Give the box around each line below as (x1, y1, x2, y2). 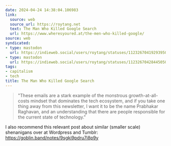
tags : (5, 64, 17, 69)
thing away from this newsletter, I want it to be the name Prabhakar (17, 103, 159, 109)
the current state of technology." (17, 114, 87, 120)
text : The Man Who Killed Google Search (10, 26, 97, 32)
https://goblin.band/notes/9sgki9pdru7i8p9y (5, 134, 99, 140)
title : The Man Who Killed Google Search (5, 78, 95, 83)
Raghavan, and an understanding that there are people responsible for (17, 108, 165, 114)
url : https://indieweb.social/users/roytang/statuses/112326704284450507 (10, 60, 169, 65)
